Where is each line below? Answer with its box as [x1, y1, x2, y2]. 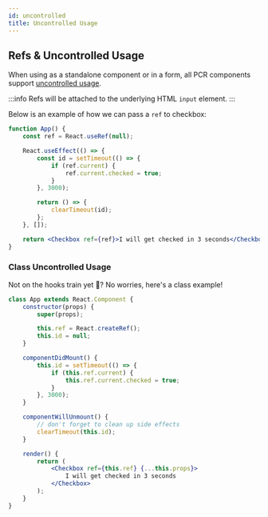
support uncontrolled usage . [8, 78, 102, 88]
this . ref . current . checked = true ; [65, 376, 180, 384]
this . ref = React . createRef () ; [37, 325, 141, 333]
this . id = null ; [37, 332, 91, 340]
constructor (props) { [22, 303, 94, 311]
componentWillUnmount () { [22, 413, 109, 421]
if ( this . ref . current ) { [50, 369, 134, 377]
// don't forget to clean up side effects [37, 421, 180, 429]
